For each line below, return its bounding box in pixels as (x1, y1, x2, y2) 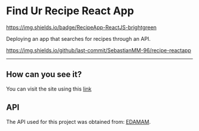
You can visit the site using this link (6, 85, 92, 92)
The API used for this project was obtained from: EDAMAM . (6, 118, 151, 125)
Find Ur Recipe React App (6, 4, 134, 18)
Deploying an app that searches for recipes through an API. (6, 35, 151, 42)
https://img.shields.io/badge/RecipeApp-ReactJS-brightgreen (6, 24, 157, 31)
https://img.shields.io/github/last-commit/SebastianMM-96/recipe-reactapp (6, 46, 191, 54)
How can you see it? (6, 69, 82, 79)
